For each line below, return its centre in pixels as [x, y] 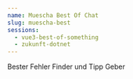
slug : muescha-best [39, 23]
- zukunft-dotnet [43, 45]
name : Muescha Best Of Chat [53, 15]
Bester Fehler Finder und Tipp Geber [66, 66]
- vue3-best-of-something [57, 37]
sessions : [23, 30]
